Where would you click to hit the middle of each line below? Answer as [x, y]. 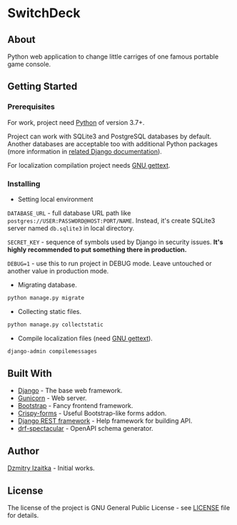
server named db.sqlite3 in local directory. [71, 228]
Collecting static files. [50, 311]
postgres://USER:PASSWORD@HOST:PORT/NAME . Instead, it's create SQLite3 [111, 220]
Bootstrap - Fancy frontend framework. [75, 406]
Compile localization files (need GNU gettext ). [85, 338]
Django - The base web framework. [70, 391]
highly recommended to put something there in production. [97, 249]
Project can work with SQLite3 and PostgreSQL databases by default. [110, 136]
